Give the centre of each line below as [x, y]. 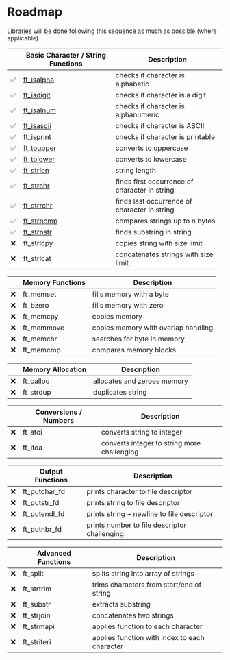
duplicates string [120, 392]
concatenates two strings [133, 615]
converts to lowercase [151, 159]
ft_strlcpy [38, 243]
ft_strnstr [38, 232]
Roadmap [35, 12]
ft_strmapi [39, 626]
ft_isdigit [37, 95]
